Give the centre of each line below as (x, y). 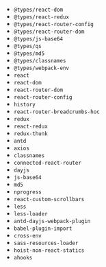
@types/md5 (29, 54)
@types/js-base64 (38, 39)
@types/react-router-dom (49, 32)
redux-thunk (30, 134)
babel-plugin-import (43, 229)
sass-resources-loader (46, 243)
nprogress (28, 192)
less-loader (30, 214)
